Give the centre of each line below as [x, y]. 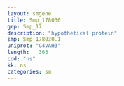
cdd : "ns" [22, 59]
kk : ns [17, 65]
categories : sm [29, 71]
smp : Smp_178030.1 [34, 40]
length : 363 [28, 53]
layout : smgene [29, 14]
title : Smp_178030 [34, 20]
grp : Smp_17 [25, 26]
